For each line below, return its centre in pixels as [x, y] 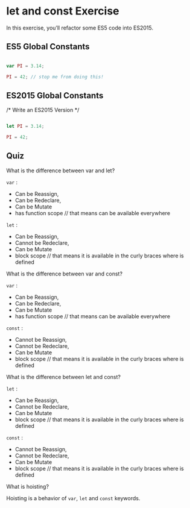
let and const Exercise [63, 11]
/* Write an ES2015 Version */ [43, 110]
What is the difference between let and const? [63, 377]
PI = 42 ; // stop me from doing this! [55, 77]
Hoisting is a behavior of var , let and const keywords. [73, 498]
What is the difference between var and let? [61, 171]
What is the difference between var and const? [64, 274]
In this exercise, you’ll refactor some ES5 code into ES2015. [80, 28]
